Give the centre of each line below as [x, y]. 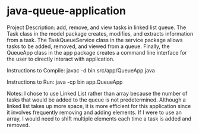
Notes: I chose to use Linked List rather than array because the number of [97, 93]
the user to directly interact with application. [61, 59]
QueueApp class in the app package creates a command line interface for [97, 52]
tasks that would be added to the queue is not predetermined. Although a [96, 100]
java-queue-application [67, 11]
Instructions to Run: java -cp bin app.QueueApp [65, 82]
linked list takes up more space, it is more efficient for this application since [99, 106]
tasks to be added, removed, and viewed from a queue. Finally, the [88, 46]
